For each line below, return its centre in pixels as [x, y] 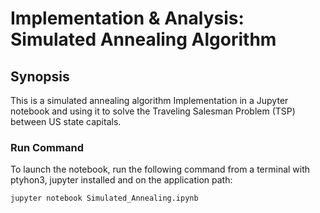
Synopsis [40, 76]
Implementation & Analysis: [127, 18]
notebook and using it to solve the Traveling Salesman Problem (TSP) [153, 111]
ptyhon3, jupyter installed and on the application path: [121, 180]
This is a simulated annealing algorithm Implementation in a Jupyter [149, 100]
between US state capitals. [66, 121]
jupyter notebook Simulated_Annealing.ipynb [104, 198]
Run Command [47, 147]
